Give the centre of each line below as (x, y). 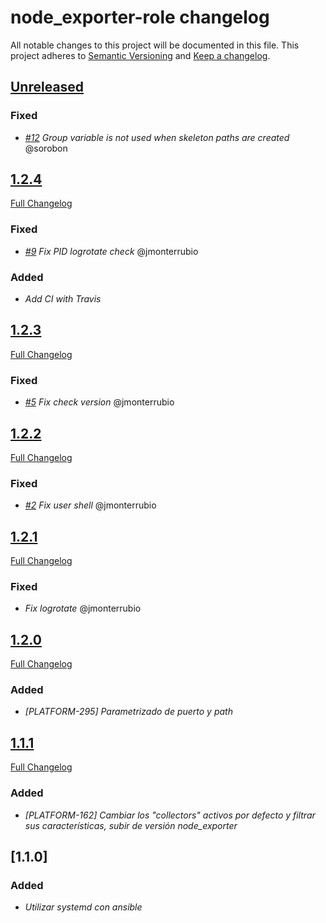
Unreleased (47, 87)
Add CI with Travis (63, 299)
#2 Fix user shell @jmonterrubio (90, 505)
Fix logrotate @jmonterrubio (83, 608)
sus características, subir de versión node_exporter (131, 825)
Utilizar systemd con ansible (83, 907)
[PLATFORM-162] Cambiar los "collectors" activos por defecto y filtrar (170, 815)
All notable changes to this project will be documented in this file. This (155, 45)
